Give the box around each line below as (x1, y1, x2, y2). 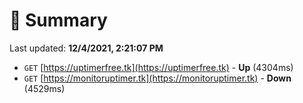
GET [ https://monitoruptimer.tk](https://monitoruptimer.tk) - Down (23, 72, 292, 84)
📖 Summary (9, 9, 108, 32)
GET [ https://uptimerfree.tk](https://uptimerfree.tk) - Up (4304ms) (23, 61, 294, 73)
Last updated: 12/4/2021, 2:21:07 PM (9, 42, 164, 54)
